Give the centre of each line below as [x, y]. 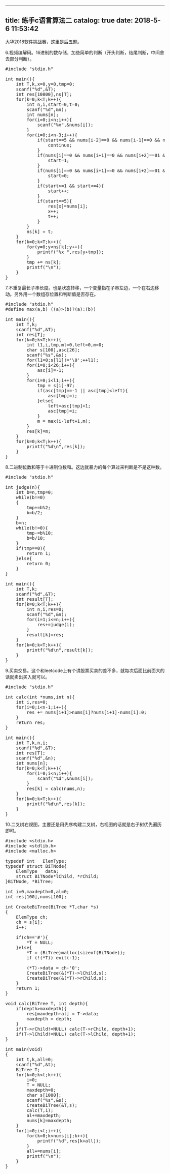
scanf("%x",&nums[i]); [65, 125]
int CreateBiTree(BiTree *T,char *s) [52, 907]
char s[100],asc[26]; [53, 350]
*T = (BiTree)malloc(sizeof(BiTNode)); [76, 952]
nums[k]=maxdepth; [49, 1120]
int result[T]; [35, 599]
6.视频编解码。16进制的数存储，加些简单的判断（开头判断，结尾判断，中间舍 [85, 52]
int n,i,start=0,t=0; [53, 104]
